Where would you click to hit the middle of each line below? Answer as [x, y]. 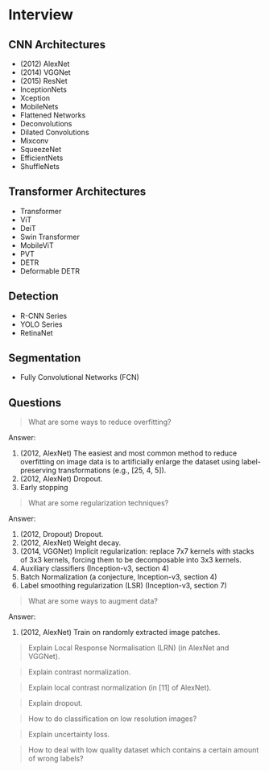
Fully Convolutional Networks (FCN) [79, 377]
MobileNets [39, 107]
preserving [38, 470]
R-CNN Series [43, 315]
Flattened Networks [53, 115]
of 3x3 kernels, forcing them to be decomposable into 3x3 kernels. [130, 560]
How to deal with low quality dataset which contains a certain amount [143, 750]
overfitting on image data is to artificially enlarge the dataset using [130, 462]
